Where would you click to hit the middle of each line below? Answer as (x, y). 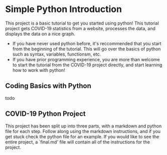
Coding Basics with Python (48, 86)
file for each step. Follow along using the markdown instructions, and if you (83, 131)
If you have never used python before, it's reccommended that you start (87, 43)
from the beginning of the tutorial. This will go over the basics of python (87, 49)
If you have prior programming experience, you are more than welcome (86, 59)
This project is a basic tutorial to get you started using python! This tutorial (82, 23)
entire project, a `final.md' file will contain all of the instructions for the (78, 142)
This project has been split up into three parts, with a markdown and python (83, 126)
